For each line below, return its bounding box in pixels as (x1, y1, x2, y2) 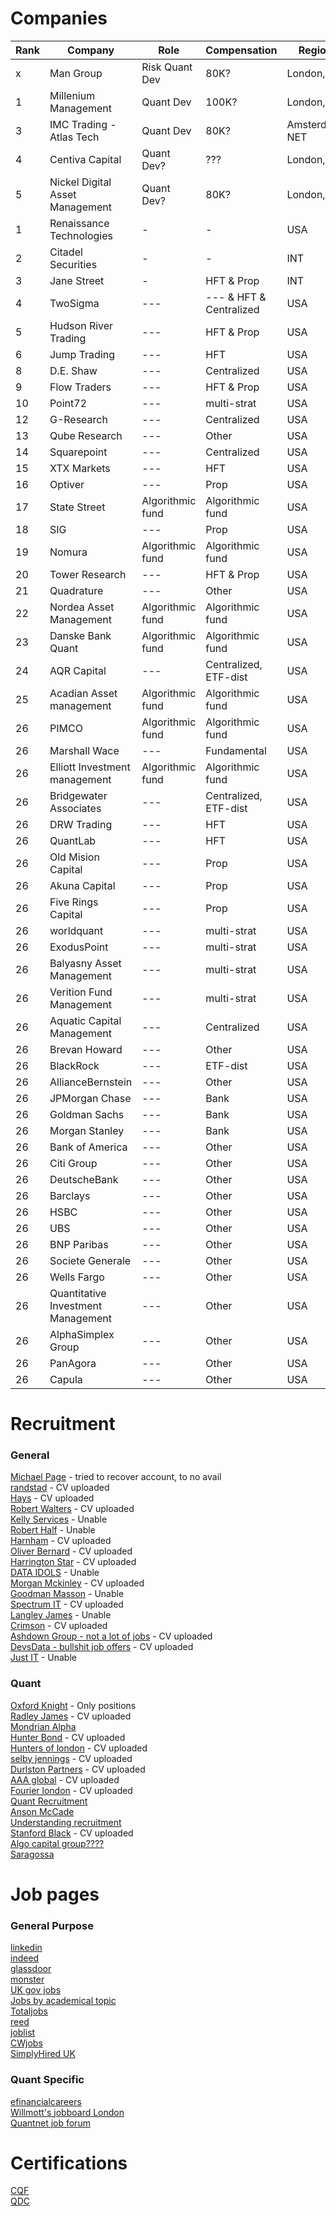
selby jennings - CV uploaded (10, 1752, 133, 1764)
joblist (10, 2027, 36, 2039)
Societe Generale (49, 1253, 132, 1267)
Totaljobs (10, 2005, 48, 2017)
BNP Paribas (49, 1237, 109, 1251)
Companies (10, 7, 108, 30)
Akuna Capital (49, 878, 116, 892)
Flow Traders (49, 380, 112, 394)
